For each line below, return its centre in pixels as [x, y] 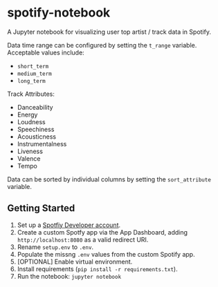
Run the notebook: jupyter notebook [69, 276]
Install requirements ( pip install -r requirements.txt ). [97, 269]
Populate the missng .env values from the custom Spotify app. [106, 254]
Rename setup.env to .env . [55, 247]
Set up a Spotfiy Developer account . [69, 225]
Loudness [31, 121]
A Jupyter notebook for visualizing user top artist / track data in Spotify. [109, 32]
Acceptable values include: [46, 52]
